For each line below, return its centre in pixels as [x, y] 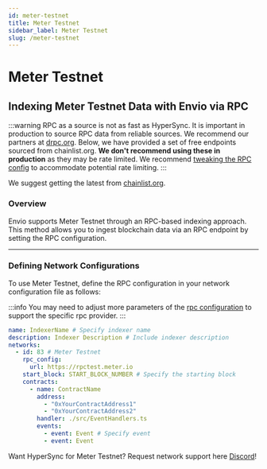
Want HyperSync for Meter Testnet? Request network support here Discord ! [132, 456]
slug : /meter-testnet [44, 38]
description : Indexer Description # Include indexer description [118, 337]
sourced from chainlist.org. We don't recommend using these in [114, 151]
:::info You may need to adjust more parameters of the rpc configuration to [130, 307]
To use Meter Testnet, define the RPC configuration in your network [119, 283]
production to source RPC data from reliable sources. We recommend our [128, 134]
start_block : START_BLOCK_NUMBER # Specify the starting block [130, 374]
